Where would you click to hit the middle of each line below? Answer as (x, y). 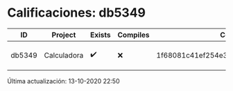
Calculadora (64, 55)
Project (64, 35)
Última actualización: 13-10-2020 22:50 (63, 81)
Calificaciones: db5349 (77, 13)
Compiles (133, 35)
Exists (100, 35)
